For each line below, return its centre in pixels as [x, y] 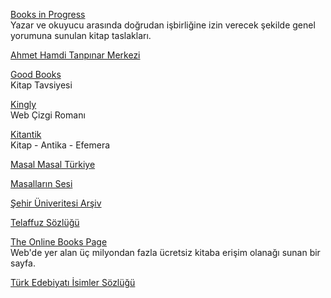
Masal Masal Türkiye [53, 164]
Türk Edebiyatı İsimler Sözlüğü [73, 282]
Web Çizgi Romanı [48, 115]
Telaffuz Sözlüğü [45, 222]
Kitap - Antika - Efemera [60, 145]
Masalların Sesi [41, 183]
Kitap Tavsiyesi [41, 85]
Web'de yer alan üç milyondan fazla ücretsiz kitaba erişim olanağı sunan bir [165, 252]
